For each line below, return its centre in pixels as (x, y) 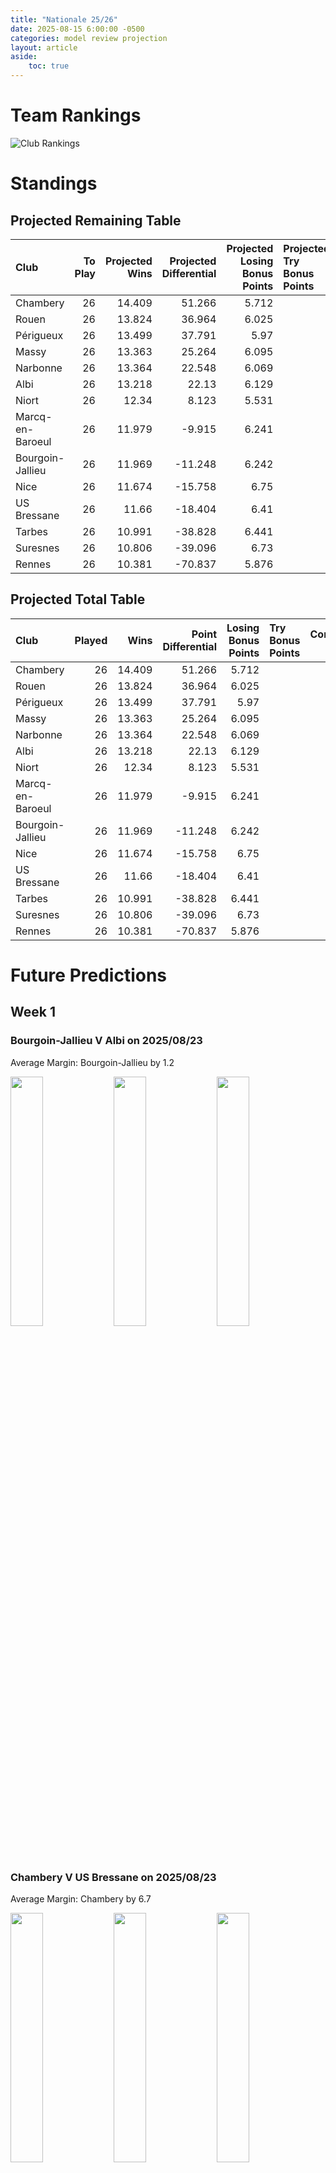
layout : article (44, 47)
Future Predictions (89, 975)
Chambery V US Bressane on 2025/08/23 (113, 1877)
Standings (54, 183)
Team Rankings (76, 115)
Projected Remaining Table (96, 220)
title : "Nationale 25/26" (64, 19)
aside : (24, 57)
